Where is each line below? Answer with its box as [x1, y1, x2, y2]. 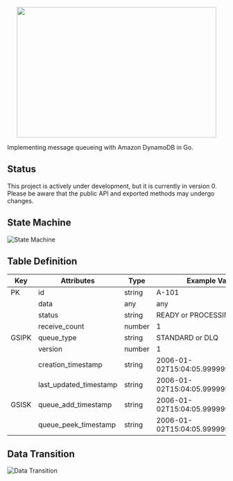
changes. [7, 196, 34, 205]
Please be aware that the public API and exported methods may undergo [7, 189, 215, 198]
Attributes [60, 276, 95, 285]
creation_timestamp [37, 360, 103, 370]
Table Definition [7, 255, 78, 267]
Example [187, 276, 216, 285]
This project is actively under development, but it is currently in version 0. [7, 182, 217, 190]
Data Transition [7, 448, 75, 459]
